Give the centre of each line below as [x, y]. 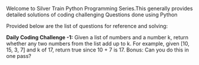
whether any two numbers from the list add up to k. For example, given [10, [98, 44]
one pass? [19, 56]
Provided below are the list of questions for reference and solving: [87, 26]
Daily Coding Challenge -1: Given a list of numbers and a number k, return [97, 37]
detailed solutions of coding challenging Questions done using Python [92, 15]
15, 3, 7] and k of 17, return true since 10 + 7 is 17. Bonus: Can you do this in [97, 50]
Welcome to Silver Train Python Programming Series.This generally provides [99, 8]
